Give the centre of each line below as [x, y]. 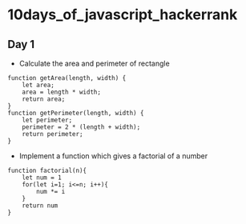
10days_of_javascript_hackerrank [123, 15]
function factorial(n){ [47, 170]
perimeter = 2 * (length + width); [81, 127]
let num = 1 [42, 178]
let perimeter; [47, 120]
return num [40, 206]
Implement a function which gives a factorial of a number [113, 156]
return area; [44, 99]
